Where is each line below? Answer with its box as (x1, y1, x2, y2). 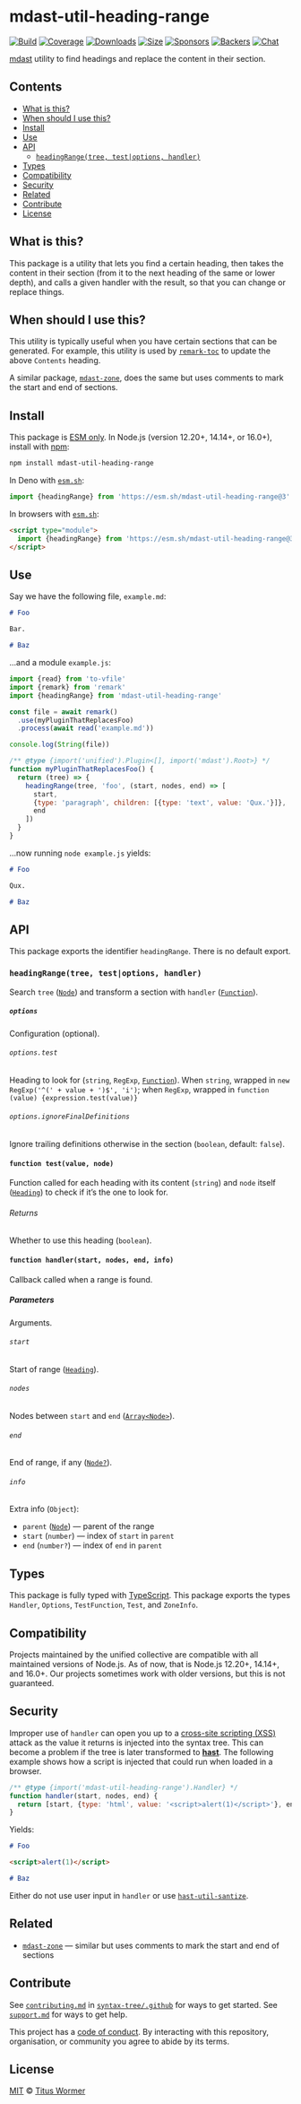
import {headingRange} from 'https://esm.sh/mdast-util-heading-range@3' (9, 492, 291, 501)
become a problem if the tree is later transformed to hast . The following (9, 1746, 274, 1757)
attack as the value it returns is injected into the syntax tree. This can (9, 1737, 264, 1748)
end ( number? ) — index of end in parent (21, 1540, 163, 1551)
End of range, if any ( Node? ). (9, 1457, 113, 1468)
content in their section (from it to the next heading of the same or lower (9, 267, 276, 278)
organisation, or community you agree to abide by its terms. (9, 2036, 230, 2047)
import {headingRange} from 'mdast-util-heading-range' (9, 691, 222, 700)
